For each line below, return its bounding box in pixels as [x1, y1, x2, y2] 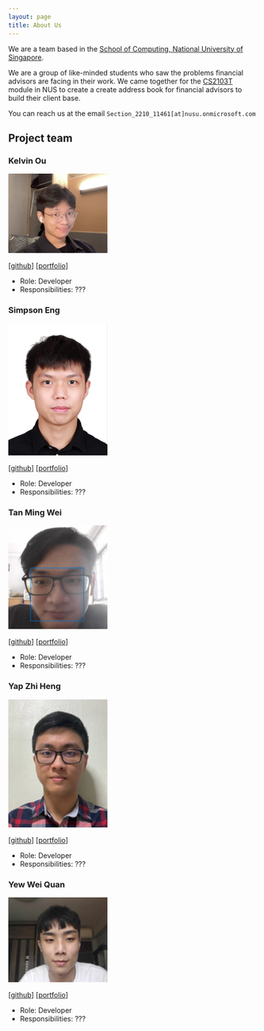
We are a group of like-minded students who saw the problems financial [8, 67, 244, 77]
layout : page [8, 13, 52, 21]
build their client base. [8, 93, 81, 102]
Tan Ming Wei [8, 506, 62, 517]
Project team [8, 131, 73, 144]
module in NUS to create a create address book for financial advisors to [8, 84, 243, 94]
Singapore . [8, 52, 44, 62]
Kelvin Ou [8, 155, 47, 166]
